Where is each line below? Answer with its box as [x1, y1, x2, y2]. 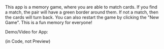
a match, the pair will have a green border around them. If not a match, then [5, 9, 159, 15]
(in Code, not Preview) [5, 38, 51, 44]
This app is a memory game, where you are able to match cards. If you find [5, 4, 158, 10]
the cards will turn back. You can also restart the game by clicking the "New [5, 15, 159, 20]
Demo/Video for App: [5, 29, 48, 34]
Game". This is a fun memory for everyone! [5, 19, 93, 25]
